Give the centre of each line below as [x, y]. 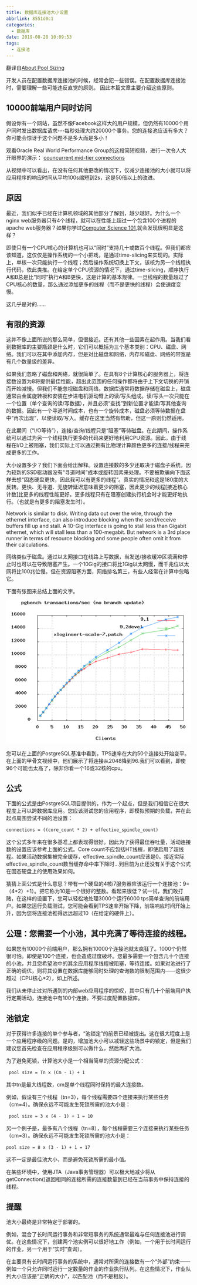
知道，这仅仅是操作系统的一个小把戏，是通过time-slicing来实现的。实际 [97, 255]
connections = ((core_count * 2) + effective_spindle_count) [82, 830]
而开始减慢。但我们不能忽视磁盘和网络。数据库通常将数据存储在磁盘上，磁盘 [98, 389]
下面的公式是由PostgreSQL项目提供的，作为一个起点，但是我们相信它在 [92, 803]
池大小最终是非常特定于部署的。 [45, 1222]
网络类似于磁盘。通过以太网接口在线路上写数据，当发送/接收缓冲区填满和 [94, 557]
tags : [13, 43]
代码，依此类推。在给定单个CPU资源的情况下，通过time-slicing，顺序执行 [100, 270]
